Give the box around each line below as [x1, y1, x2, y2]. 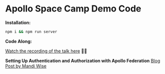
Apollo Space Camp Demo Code [5, 3, 142, 14]
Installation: [5, 19, 31, 25]
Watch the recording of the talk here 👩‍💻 [5, 48, 87, 54]
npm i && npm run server [5, 29, 57, 34]
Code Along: [5, 38, 32, 44]
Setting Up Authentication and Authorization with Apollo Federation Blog [5, 57, 160, 63]
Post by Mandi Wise [5, 63, 47, 69]
